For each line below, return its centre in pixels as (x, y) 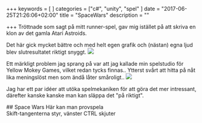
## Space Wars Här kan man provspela (55, 107)
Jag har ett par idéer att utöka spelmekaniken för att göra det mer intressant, (101, 89)
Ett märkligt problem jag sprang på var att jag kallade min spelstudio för (95, 64)
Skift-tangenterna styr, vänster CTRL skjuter (61, 113)
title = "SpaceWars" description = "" (104, 15)
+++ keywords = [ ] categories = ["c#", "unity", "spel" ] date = (83, 9)
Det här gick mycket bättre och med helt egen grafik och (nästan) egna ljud (99, 45)
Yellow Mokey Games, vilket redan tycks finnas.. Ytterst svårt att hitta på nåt (101, 70)
